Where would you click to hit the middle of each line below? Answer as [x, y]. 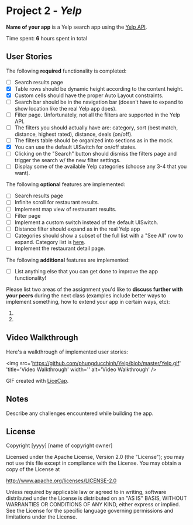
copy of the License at [33, 469]
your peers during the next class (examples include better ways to [86, 295]
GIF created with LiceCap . [37, 380]
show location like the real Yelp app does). [66, 109]
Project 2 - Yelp [44, 11]
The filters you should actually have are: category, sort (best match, [96, 128]
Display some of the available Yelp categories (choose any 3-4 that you [101, 167]
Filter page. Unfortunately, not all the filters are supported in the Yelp [97, 115]
